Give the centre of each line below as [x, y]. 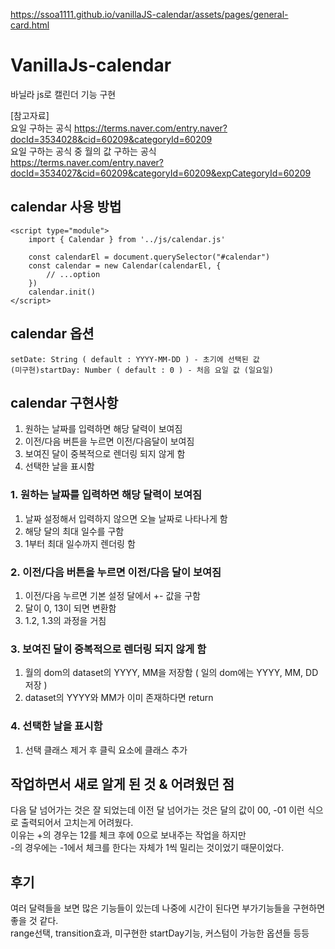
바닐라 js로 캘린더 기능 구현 [63, 94]
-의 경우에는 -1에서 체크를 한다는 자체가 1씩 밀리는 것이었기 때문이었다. [147, 848]
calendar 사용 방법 [66, 207]
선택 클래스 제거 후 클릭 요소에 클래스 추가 [106, 750]
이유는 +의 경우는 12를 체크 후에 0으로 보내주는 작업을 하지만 [128, 835]
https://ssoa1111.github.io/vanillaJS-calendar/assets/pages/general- [149, 14]
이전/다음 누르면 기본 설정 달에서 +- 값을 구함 [112, 595]
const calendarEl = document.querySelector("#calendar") [149, 257]
